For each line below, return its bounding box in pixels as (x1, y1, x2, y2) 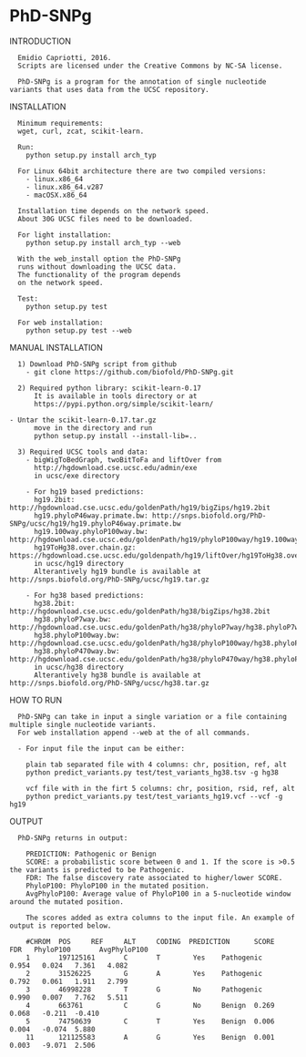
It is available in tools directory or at (33, 391, 198, 401)
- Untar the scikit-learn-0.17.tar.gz (9, 416, 157, 425)
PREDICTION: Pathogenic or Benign (25, 849, 157, 858)
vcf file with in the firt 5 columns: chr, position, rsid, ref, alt (25, 784, 296, 793)
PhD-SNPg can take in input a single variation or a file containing (17, 712, 287, 721)
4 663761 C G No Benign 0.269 (25, 1001, 275, 1010)
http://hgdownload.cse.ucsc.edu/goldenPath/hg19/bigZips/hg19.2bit (9, 503, 271, 512)
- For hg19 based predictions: (25, 487, 145, 497)
